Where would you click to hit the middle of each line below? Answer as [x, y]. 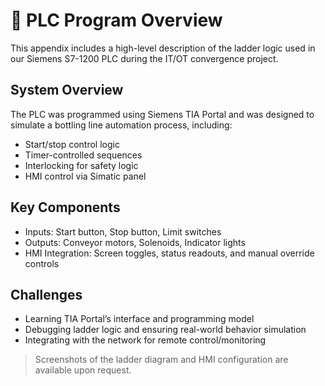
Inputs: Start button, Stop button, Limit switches [123, 231]
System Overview [67, 90]
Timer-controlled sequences [83, 155]
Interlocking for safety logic [81, 165]
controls [42, 263]
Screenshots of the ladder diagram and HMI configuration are [161, 360]
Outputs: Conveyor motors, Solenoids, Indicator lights [135, 242]
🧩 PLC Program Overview [116, 20]
